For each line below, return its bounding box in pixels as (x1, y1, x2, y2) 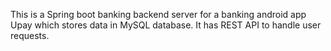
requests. (10, 30, 50, 41)
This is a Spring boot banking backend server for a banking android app (10, 9, 307, 20)
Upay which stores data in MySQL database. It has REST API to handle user (10, 19, 322, 31)
